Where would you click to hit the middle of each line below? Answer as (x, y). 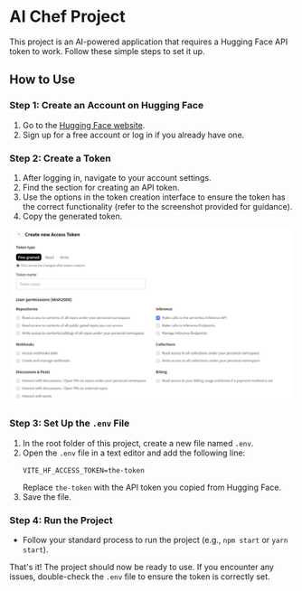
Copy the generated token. (72, 216)
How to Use (42, 80)
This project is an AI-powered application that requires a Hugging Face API (149, 42)
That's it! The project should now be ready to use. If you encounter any (142, 568)
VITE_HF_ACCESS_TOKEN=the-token (83, 470)
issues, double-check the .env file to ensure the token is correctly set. (140, 577)
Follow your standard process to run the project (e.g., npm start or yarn (155, 540)
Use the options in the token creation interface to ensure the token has (154, 197)
